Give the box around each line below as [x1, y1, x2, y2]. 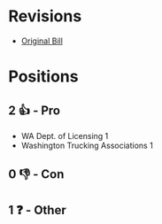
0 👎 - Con [8, 166, 65, 182]
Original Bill [20, 35, 64, 46]
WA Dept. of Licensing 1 [20, 130, 109, 141]
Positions [8, 66, 79, 87]
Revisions [8, 6, 82, 27]
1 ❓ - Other [8, 202, 67, 218]
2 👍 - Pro [8, 103, 61, 118]
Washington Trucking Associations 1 [20, 140, 154, 151]
